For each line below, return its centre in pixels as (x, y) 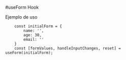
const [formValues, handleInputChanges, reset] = (68, 48)
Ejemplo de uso (22, 17)
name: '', (34, 31)
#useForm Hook (22, 7)
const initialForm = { (38, 26)
